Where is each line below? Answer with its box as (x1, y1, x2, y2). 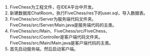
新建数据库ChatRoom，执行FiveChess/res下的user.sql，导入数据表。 (9, 10, 148, 16)
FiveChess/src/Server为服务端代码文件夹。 (9, 16, 96, 22)
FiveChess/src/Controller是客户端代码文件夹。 (9, 34, 103, 40)
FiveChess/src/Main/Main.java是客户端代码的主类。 (9, 40, 113, 45)
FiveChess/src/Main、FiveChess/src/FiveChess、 (9, 28, 110, 34)
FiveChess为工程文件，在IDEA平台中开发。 (9, 4, 96, 10)
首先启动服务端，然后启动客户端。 (9, 46, 78, 52)
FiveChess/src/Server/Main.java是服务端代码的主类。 (9, 22, 117, 28)
